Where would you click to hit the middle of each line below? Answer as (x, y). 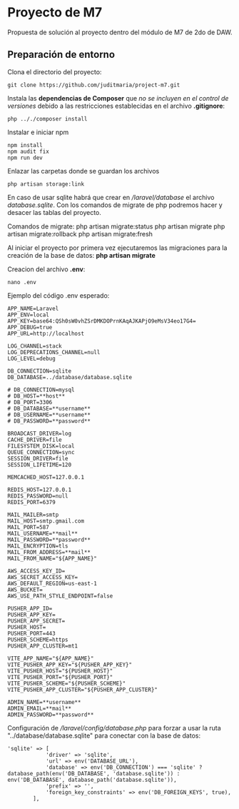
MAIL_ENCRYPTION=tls (38, 546)
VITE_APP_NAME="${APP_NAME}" (51, 658)
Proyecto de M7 (55, 12)
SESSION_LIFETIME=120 (40, 465)
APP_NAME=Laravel (33, 308)
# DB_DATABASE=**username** (49, 408)
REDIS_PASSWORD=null (38, 496)
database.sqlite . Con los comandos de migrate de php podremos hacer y (115, 205)
